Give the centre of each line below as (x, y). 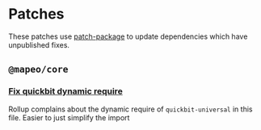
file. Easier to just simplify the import (69, 117)
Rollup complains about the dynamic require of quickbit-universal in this (130, 109)
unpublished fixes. (39, 44)
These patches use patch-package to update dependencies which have (128, 36)
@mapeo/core (38, 69)
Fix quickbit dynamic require (65, 91)
